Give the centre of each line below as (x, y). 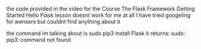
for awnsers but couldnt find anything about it (63, 21)
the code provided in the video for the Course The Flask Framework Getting (100, 9)
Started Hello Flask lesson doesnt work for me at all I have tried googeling (98, 15)
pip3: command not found (39, 40)
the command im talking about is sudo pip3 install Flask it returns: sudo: (96, 33)
